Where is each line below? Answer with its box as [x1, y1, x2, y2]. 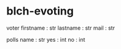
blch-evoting [6, 4, 74, 18]
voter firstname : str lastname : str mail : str [6, 24, 115, 31]
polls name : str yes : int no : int [6, 36, 85, 43]
